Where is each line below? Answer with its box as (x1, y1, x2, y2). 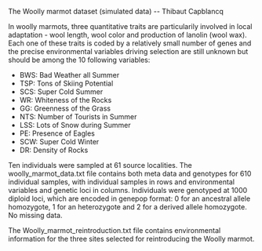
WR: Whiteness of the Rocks (19, 96, 112, 104)
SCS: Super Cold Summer (19, 87, 104, 96)
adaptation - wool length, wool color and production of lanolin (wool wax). (8, 31, 247, 39)
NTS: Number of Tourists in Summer (19, 112, 137, 121)
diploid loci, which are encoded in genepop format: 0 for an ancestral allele (8, 194, 251, 203)
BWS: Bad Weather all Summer (19, 71, 120, 79)
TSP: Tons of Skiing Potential (19, 78, 114, 88)
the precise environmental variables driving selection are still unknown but (8, 47, 249, 56)
